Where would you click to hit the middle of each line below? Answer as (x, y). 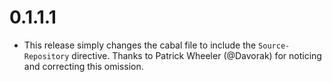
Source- (274, 46)
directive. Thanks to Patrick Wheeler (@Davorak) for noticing (196, 55)
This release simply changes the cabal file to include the (140, 45)
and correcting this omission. (83, 66)
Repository (46, 56)
